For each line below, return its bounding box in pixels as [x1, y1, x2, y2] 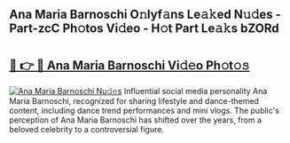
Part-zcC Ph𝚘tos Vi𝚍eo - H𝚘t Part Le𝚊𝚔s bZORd [9, 21, 279, 36]
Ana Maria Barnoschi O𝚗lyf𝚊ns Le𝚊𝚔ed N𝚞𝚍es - [9, 7, 281, 22]
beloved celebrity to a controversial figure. [9, 124, 164, 134]
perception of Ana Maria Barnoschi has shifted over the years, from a [9, 115, 263, 125]
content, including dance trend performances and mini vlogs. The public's [9, 106, 279, 115]
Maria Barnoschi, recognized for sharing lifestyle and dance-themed [9, 96, 260, 106]
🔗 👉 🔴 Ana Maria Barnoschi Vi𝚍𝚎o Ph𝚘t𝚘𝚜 [9, 58, 250, 73]
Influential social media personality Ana [123, 86, 268, 96]
